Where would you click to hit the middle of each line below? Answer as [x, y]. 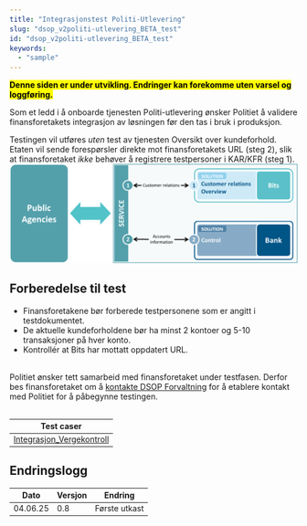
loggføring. [31, 95]
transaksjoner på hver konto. [76, 340]
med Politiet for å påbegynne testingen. [84, 396]
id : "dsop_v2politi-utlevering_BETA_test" [91, 38]
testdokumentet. [53, 321]
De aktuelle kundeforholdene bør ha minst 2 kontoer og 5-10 [137, 330]
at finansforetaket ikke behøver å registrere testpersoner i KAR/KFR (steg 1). [152, 159]
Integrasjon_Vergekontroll [61, 439]
